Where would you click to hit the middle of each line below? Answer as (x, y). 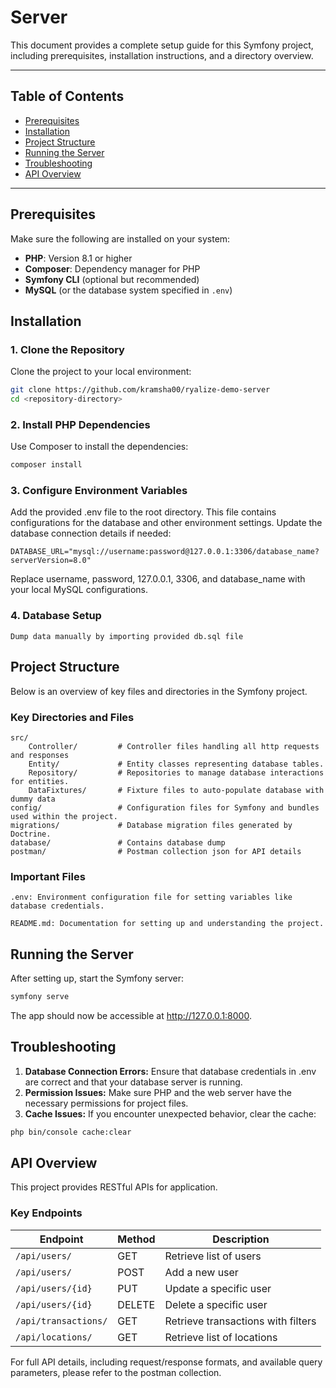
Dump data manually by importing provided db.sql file (127, 636)
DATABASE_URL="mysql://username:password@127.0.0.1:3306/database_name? (165, 552)
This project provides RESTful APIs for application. (114, 1187)
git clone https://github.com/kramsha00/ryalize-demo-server (140, 390)
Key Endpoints (46, 1213)
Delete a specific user (216, 1304)
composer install (46, 465)
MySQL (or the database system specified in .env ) (128, 290)
